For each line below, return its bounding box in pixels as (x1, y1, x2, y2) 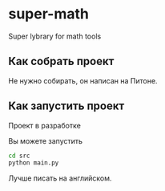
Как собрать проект (8, 55, 115, 68)
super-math (8, 5, 90, 23)
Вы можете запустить (8, 136, 82, 145)
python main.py (8, 159, 59, 167)
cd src (8, 152, 30, 160)
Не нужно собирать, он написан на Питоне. (8, 75, 158, 85)
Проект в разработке (8, 120, 82, 130)
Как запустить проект (8, 100, 125, 113)
